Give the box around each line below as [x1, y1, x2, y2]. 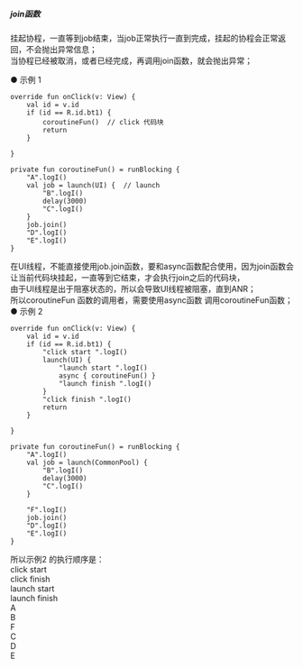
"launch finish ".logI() [58, 379, 152, 388]
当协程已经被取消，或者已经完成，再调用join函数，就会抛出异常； [10, 55, 253, 66]
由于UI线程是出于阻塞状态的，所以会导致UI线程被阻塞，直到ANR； [10, 283, 256, 294]
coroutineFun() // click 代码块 [42, 117, 164, 126]
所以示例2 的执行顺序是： [10, 554, 105, 564]
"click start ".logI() [42, 347, 128, 356]
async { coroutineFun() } [58, 371, 156, 380]
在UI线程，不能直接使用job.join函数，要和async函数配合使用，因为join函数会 [10, 261, 294, 271]
